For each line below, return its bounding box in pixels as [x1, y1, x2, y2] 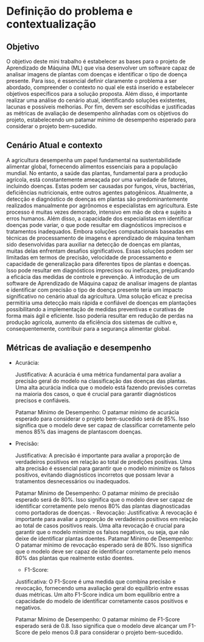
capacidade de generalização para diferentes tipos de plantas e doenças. [6, 260, 191, 267]
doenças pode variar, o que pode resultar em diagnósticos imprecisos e [6, 221, 187, 228]
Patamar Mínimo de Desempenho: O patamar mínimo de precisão [15, 489, 180, 497]
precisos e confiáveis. [15, 397, 71, 404]
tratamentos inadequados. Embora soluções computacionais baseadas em [6, 228, 194, 235]
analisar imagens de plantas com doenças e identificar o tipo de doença [6, 71, 188, 78]
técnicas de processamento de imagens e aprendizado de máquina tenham [6, 234, 195, 242]
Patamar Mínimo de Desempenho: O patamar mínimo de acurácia [15, 408, 180, 416]
